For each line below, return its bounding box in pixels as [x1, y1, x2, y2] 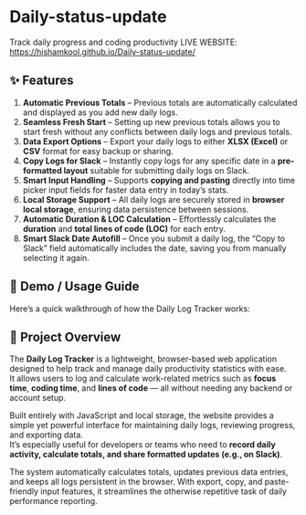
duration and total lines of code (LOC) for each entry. [22, 223, 227, 234]
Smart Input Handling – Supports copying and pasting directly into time [22, 174, 295, 185]
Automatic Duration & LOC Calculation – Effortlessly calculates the [22, 213, 277, 225]
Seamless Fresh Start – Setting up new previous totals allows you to [22, 116, 280, 127]
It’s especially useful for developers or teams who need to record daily [9, 439, 276, 450]
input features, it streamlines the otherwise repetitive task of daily [40, 486, 288, 497]
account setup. [9, 393, 67, 404]
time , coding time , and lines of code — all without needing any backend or [9, 383, 293, 394]
